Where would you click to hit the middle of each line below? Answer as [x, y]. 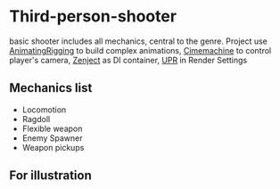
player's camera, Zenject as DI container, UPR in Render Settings [128, 60]
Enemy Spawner [52, 138]
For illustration [50, 176]
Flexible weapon [52, 128]
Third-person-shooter [93, 16]
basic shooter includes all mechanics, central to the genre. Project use [138, 41]
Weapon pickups [53, 147]
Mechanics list [51, 88]
